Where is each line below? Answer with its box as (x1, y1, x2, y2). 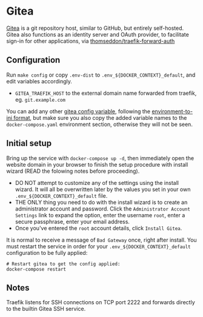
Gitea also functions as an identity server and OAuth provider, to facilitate (6, 30, 189, 38)
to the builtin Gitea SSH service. (6, 305, 86, 313)
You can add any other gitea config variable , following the (6, 108, 151, 115)
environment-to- (151, 108, 193, 115)
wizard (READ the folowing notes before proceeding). (6, 167, 140, 175)
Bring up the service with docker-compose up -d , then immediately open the (6, 154, 195, 162)
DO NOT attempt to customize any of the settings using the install (15, 179, 179, 186)
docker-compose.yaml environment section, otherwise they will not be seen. (6, 120, 193, 128)
